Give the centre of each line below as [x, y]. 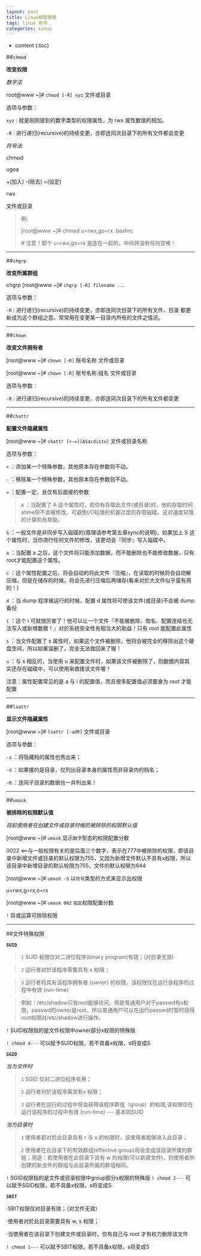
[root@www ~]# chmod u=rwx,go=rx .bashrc [77, 231]
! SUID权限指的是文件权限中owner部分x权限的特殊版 [71, 1030]
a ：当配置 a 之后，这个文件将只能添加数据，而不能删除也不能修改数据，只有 [100, 553]
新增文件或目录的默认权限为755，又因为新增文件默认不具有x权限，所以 [104, 858]
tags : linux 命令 [27, 23]
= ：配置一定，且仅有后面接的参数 [48, 492]
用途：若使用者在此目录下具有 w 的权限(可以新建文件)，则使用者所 [113, 1158]
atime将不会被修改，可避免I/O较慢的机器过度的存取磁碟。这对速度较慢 [107, 512]
